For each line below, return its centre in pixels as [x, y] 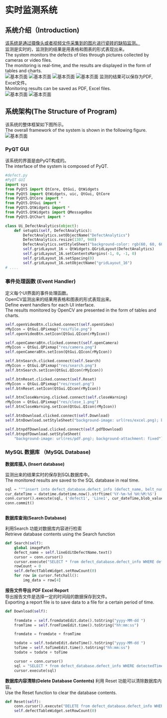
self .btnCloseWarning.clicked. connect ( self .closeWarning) [66, 398]
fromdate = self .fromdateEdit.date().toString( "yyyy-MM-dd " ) [80, 620]
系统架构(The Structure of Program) [61, 112]
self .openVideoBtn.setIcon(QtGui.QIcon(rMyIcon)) [58, 334]
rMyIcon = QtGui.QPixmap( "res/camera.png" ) [51, 347]
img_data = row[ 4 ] [42, 580]
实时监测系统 [32, 10]
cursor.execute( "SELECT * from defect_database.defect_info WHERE [84, 562]
